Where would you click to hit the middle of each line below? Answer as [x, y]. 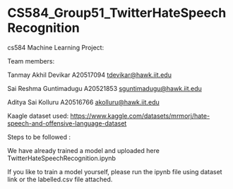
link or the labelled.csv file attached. [60, 179]
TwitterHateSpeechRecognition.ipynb [62, 158]
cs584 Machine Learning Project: [56, 47]
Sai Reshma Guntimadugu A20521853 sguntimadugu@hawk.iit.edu [105, 88]
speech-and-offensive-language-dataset [67, 123]
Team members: [31, 61]
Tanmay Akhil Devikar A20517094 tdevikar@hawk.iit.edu [89, 75]
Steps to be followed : [39, 137]
